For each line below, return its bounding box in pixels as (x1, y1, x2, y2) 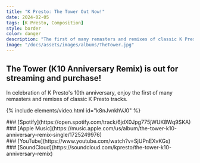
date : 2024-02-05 (6, 14, 49, 20)
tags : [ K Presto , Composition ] (6, 20, 84, 26)
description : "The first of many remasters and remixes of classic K (6, 36, 183, 42)
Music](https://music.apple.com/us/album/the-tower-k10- (35, 124, 177, 131)
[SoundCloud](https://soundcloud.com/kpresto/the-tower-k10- (17, 143, 171, 151)
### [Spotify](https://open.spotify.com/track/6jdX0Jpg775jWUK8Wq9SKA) (6, 118, 191, 126)
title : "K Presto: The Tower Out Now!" (6, 8, 105, 15)
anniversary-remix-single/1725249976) (6, 131, 102, 138)
